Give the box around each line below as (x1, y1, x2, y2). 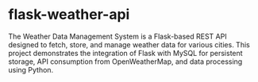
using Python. (8, 65, 54, 74)
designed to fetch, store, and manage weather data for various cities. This (8, 39, 250, 49)
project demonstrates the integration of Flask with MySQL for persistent (8, 48, 244, 58)
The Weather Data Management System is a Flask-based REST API (8, 32, 228, 41)
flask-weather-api (8, 6, 130, 24)
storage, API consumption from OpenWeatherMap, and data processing (8, 57, 243, 66)
